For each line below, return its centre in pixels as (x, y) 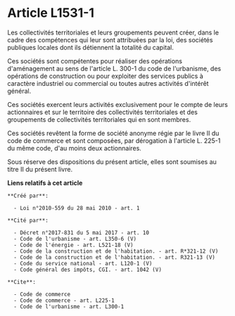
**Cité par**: (28, 220)
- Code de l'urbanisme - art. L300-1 (69, 306)
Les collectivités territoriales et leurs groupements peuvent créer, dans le (113, 32)
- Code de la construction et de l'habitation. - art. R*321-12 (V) (116, 251)
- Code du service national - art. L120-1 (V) (83, 263)
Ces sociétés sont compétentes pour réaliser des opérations (95, 61)
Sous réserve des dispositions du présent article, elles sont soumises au (112, 162)
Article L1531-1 (51, 13)
